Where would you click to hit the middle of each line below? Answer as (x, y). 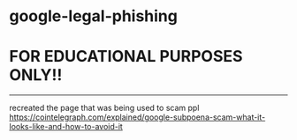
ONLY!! (36, 75)
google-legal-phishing (94, 16)
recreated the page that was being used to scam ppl (104, 108)
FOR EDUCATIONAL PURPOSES (126, 57)
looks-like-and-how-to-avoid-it (66, 127)
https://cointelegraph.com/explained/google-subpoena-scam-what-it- (137, 117)
